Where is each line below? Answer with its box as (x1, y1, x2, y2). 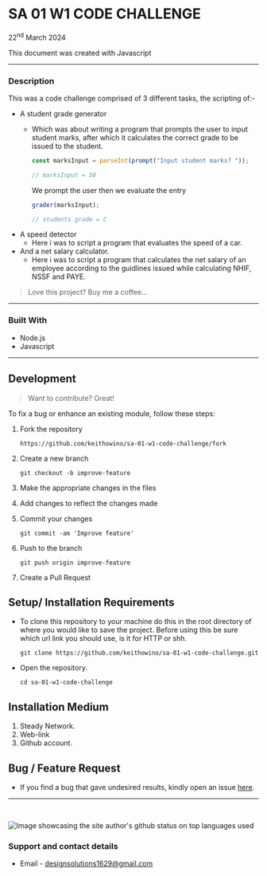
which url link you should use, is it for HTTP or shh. (19, 634, 188, 643)
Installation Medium (8, 700, 109, 713)
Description (8, 75, 55, 86)
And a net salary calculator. (19, 246, 110, 256)
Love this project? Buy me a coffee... (27, 288, 148, 297)
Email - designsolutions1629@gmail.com (19, 858, 153, 869)
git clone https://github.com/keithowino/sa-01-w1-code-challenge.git (19, 649, 259, 658)
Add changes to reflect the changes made (19, 498, 158, 508)
